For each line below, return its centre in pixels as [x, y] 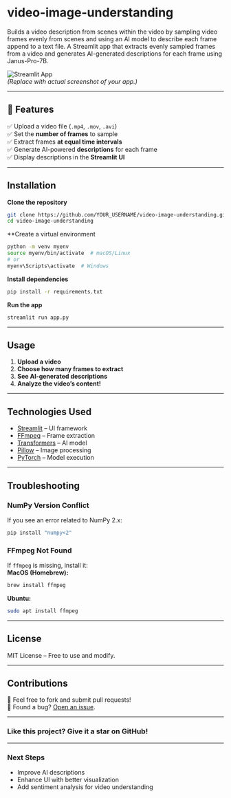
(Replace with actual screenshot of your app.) [72, 81]
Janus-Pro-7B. [28, 60]
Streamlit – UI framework [52, 428]
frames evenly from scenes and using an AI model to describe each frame [112, 38]
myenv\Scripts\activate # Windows [58, 266]
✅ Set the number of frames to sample [63, 134]
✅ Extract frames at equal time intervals [65, 142]
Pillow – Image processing [54, 450]
